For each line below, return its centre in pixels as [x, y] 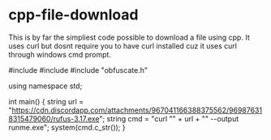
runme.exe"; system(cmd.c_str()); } [67, 127]
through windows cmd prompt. [60, 54]
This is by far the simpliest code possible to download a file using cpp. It [129, 37]
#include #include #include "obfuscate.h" [78, 70]
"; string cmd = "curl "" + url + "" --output [169, 118]
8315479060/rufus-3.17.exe [54, 118]
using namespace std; [45, 86]
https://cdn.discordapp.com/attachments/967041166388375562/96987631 [137, 110]
